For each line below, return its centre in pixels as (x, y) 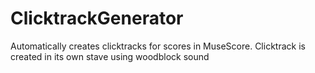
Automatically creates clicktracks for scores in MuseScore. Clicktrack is (158, 46)
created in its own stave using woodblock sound (110, 56)
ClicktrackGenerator (97, 18)
